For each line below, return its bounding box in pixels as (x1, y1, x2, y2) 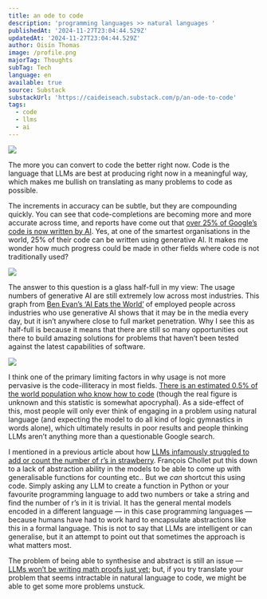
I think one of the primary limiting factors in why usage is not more (8, 372, 226, 382)
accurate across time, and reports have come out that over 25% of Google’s (8, 217, 257, 228)
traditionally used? (8, 252, 69, 261)
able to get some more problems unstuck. (8, 581, 146, 591)
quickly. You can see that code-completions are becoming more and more (8, 209, 252, 219)
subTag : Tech (8, 64, 52, 72)
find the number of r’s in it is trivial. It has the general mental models (8, 498, 232, 507)
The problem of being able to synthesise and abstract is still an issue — (8, 556, 243, 565)
